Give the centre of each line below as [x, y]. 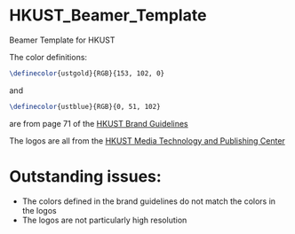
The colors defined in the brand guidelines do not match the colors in [149, 201]
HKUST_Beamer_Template [108, 16]
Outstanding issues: [85, 176]
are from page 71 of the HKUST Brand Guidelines [99, 123]
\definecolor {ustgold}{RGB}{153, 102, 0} [87, 73]
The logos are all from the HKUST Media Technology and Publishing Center [147, 140]
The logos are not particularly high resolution [104, 220]
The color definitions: [48, 57]
